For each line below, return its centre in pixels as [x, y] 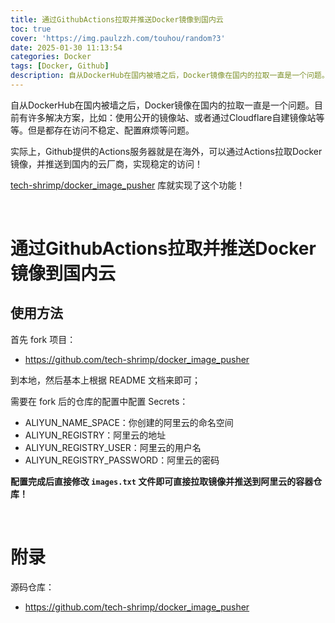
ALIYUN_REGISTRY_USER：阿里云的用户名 [113, 447]
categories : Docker [51, 57]
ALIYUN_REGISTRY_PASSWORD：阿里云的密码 [122, 460]
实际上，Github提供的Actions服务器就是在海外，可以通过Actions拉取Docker [166, 151]
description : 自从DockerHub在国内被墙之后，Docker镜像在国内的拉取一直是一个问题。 [170, 76]
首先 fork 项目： [43, 339]
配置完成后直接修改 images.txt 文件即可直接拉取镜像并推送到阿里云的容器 [162, 481]
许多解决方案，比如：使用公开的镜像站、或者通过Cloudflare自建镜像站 [172, 117]
